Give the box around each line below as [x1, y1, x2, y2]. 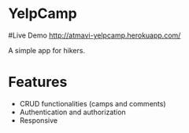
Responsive [19, 115, 57, 125]
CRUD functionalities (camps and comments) [19, 99, 167, 108]
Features [8, 74, 68, 91]
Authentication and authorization [19, 107, 126, 117]
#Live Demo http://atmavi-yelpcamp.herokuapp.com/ [8, 31, 181, 40]
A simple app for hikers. [8, 45, 85, 55]
